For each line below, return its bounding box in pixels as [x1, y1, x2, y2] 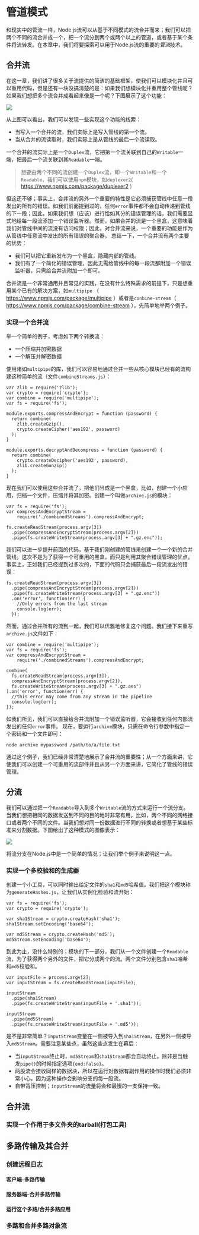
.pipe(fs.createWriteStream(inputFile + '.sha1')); [11, 1001, 142, 1007]
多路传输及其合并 [6, 1141, 69, 1151]
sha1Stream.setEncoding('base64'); [6, 921, 94, 927]
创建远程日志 [6, 1160, 43, 1168]
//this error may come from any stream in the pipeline [11, 694, 152, 700]
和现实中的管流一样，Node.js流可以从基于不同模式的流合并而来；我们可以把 [6, 26, 191, 33]
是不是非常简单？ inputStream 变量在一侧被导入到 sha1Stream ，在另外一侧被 [6, 1032, 187, 1040]
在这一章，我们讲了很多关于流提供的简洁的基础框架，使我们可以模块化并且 [6, 77, 188, 84]
